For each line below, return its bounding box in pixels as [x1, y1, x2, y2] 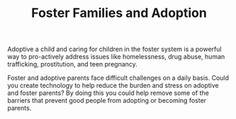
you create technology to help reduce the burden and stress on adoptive [7, 81, 219, 90]
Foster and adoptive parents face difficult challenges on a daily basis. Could [7, 74, 229, 82]
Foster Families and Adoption [31, 5, 207, 21]
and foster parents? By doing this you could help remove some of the [7, 89, 209, 97]
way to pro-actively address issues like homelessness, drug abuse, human [7, 52, 225, 61]
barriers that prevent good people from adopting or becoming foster [7, 96, 207, 105]
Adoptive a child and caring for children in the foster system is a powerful [7, 45, 222, 54]
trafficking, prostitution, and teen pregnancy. [7, 60, 138, 69]
